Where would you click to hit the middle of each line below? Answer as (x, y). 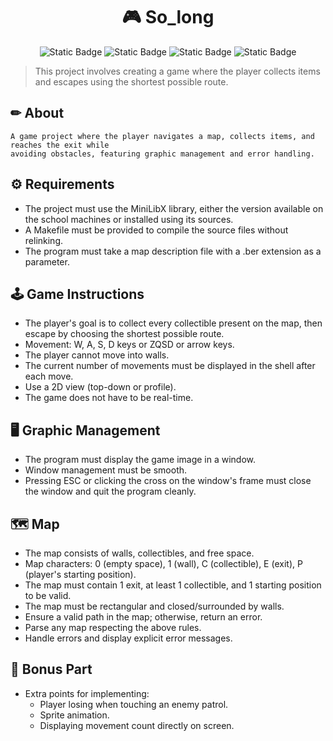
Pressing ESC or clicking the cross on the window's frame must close (168, 481)
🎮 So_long (168, 17)
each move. (49, 376)
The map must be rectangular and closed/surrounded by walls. (154, 606)
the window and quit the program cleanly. (110, 491)
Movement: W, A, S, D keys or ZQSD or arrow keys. (129, 345)
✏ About (37, 113)
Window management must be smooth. (106, 470)
